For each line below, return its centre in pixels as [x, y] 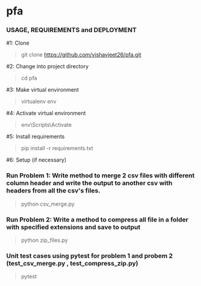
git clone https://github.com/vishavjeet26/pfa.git [81, 55]
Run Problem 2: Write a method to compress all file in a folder [97, 220]
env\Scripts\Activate [46, 125]
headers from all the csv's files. [53, 191]
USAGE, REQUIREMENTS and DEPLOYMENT [72, 30]
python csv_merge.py [48, 204]
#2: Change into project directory [48, 66]
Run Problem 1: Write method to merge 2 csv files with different [100, 176]
